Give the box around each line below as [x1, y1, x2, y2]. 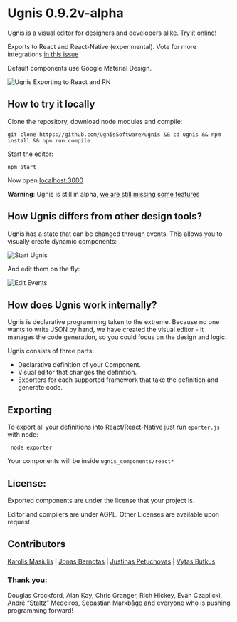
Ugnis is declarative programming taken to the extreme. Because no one [7, 318, 220, 326]
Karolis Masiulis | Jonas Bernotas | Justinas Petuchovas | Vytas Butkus [7, 557, 216, 566]
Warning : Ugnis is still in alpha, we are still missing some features [7, 190, 200, 198]
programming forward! [7, 606, 73, 615]
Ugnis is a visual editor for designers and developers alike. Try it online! [7, 28, 217, 37]
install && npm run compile [7, 137, 91, 144]
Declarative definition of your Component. [17, 361, 141, 369]
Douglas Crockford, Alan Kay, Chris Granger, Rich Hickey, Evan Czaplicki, [7, 591, 223, 600]
